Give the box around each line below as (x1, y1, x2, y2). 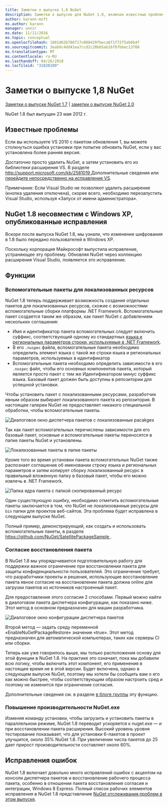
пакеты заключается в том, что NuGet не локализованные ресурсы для (5, 503, 158, 509)
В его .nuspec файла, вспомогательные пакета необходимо (12, 344, 139, 350)
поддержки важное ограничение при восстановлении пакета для (5, 563, 146, 569)
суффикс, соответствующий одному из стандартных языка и (12, 334, 142, 340)
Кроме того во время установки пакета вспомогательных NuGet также (5, 457, 157, 463)
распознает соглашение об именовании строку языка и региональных (5, 462, 156, 468)
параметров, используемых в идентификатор (12, 355, 110, 361)
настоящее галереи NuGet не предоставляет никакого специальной (5, 402, 151, 408)
